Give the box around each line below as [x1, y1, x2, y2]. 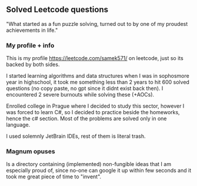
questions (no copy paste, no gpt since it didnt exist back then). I [6, 85, 163, 92]
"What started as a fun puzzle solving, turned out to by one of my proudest [6, 20, 188, 27]
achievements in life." [6, 26, 58, 34]
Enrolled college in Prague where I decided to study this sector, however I [6, 102, 185, 109]
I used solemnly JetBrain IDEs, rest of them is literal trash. [6, 132, 146, 140]
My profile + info [6, 41, 55, 49]
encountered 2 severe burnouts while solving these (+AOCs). [6, 91, 155, 98]
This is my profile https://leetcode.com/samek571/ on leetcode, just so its [6, 55, 183, 62]
